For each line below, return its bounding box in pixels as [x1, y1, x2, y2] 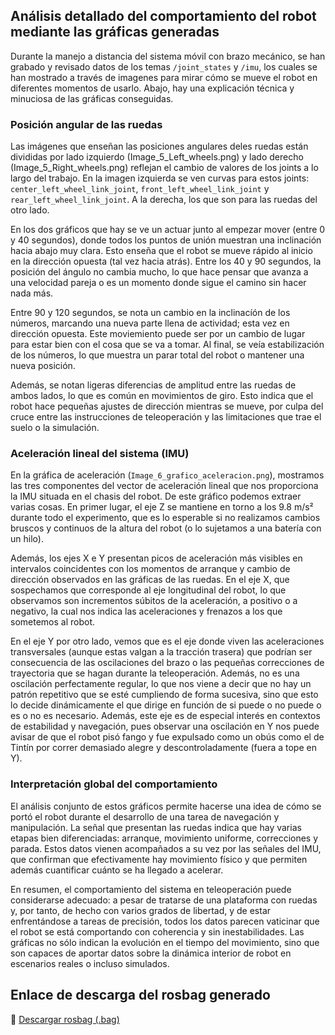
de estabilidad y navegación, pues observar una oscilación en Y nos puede [10, 720, 320, 733]
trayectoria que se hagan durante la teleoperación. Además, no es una [10, 667, 300, 679]
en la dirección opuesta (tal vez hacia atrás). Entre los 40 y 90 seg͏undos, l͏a [10, 255, 322, 268]
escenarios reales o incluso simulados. [10, 957, 170, 969]
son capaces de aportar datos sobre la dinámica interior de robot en [10, 947, 292, 959]
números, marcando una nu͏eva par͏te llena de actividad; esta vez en [10, 317, 290, 329]
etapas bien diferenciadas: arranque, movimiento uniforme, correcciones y [10, 832, 319, 844]
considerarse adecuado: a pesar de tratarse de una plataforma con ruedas [10, 894, 318, 906]
